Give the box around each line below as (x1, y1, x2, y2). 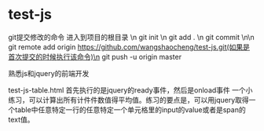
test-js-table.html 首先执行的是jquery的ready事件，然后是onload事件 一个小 (8, 85, 253, 95)
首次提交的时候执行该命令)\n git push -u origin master (8, 52, 182, 61)
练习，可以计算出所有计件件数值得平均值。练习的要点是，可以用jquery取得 (8, 95, 249, 104)
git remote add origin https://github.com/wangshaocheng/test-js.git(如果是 (8, 42, 250, 52)
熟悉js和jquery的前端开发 (8, 68, 90, 78)
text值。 (8, 115, 35, 124)
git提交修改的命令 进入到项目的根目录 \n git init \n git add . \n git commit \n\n (8, 32, 255, 42)
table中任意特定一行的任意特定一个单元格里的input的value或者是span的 (14, 104, 246, 115)
